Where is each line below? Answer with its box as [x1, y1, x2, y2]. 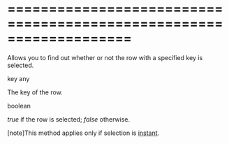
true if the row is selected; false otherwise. [7, 115, 131, 123]
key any [7, 74, 30, 82]
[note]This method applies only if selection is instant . [7, 129, 160, 137]
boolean [7, 101, 31, 110]
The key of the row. [7, 88, 63, 96]
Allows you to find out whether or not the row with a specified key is [7, 53, 203, 62]
